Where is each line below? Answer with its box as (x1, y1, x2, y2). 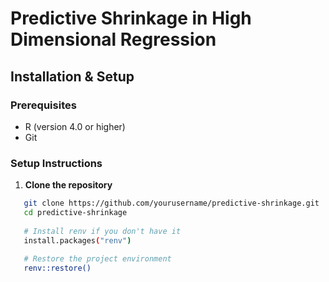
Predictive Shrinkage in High (10, 7, 252, 30)
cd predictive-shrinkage (23, 208, 128, 218)
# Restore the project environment (23, 254, 172, 264)
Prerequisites (10, 98, 77, 112)
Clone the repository (24, 179, 113, 191)
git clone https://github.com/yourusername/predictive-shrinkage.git (23, 198, 320, 209)
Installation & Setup (10, 68, 135, 85)
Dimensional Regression (10, 28, 217, 51)
